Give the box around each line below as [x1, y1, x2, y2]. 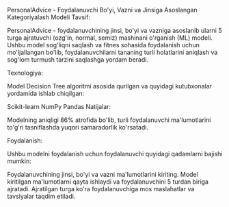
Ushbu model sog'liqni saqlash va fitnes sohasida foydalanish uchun [7, 41, 200, 49]
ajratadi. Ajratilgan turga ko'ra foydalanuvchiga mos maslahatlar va [7, 185, 195, 193]
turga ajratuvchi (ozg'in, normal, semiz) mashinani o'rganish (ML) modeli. [7, 34, 213, 42]
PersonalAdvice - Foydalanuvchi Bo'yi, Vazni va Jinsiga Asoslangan [7, 6, 198, 14]
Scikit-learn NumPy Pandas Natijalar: [7, 103, 111, 110]
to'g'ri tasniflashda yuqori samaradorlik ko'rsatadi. [7, 123, 149, 131]
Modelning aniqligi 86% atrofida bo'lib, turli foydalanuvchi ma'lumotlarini [7, 116, 211, 124]
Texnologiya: [7, 69, 43, 77]
